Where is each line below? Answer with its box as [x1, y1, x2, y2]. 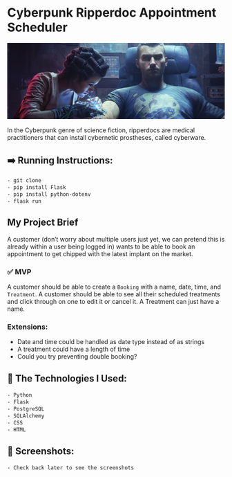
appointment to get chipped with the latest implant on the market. [7, 249, 193, 258]
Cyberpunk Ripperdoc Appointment [7, 5, 217, 21]
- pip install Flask [7, 183, 67, 191]
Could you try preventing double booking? [17, 352, 137, 361]
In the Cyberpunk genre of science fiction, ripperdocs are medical [7, 126, 195, 134]
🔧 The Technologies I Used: [7, 372, 128, 384]
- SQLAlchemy [7, 413, 45, 420]
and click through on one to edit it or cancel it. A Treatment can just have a [7, 298, 220, 306]
